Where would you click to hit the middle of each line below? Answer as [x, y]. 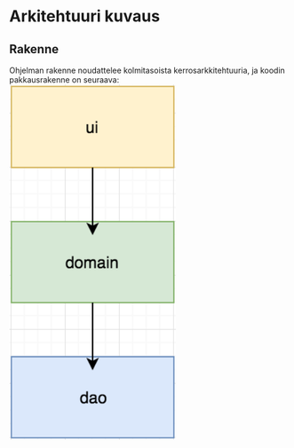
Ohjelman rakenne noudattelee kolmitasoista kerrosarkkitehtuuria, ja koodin [147, 70]
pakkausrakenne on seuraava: [64, 80]
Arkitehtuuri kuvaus [85, 16]
